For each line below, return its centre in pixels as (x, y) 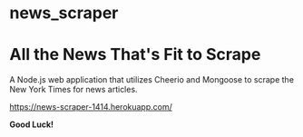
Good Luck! (32, 124)
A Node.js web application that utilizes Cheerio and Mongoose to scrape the (152, 80)
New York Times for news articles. (73, 90)
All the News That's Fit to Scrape (135, 55)
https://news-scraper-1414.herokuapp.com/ (91, 107)
